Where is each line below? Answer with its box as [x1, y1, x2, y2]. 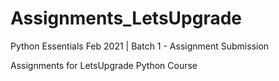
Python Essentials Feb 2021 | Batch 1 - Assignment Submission [10, 40, 270, 52]
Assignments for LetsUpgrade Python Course [10, 59, 198, 71]
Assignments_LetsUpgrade [10, 7, 243, 30]
